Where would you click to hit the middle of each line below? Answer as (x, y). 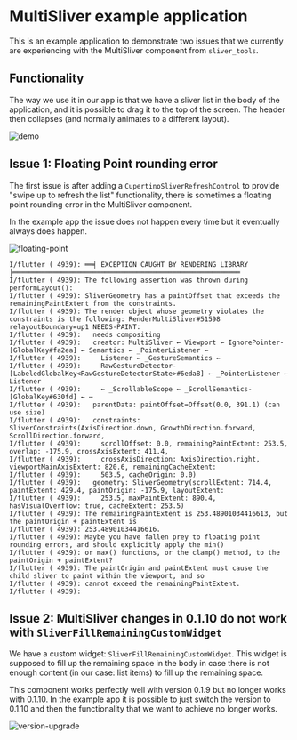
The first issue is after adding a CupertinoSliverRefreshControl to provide (144, 185)
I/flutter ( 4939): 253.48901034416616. (85, 529)
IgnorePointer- (256, 342)
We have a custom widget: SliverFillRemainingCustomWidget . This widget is (148, 654)
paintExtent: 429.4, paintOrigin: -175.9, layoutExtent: (117, 490)
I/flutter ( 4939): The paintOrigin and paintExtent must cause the (139, 568)
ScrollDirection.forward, (57, 436)
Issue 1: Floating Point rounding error (113, 164)
